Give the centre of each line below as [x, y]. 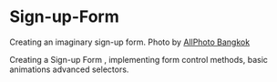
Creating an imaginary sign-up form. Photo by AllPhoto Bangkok [130, 42]
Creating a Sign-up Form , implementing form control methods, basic [139, 59]
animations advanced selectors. [69, 69]
